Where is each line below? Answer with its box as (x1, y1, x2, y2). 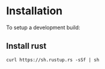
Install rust (6, 41, 47, 51)
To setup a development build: (6, 24, 81, 31)
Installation (6, 4, 63, 18)
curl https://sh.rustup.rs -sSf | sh (6, 57, 100, 63)
